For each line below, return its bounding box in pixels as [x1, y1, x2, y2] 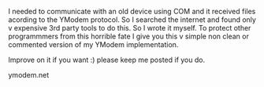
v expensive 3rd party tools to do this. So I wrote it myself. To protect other [8, 24, 251, 32]
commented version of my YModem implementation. [8, 40, 179, 49]
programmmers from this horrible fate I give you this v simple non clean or [8, 31, 250, 41]
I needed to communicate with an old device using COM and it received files [8, 7, 256, 16]
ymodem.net [8, 71, 50, 79]
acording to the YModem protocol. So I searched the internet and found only [8, 15, 256, 24]
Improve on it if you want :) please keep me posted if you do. [8, 55, 206, 64]
